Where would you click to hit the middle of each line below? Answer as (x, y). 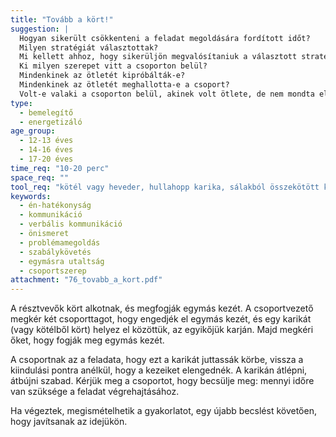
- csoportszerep (53, 271)
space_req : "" (40, 177)
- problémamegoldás (60, 242)
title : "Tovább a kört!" (62, 19)
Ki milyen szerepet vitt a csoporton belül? (113, 66)
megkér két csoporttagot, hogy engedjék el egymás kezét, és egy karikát (161, 319)
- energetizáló (51, 122)
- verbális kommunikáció (71, 224)
